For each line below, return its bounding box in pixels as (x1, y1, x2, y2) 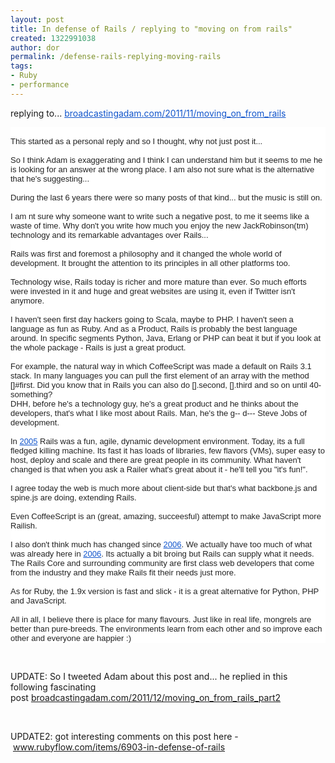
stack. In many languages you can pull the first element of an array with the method (10, 370, 310, 381)
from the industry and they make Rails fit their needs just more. (10, 567, 237, 578)
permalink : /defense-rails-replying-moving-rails (10, 52, 222, 62)
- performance (10, 80, 70, 90)
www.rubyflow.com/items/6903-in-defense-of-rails (12, 741, 226, 753)
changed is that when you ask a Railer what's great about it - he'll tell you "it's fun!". (10, 464, 308, 475)
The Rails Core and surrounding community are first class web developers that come (10, 557, 315, 568)
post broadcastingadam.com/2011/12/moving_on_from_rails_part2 (10, 691, 282, 703)
